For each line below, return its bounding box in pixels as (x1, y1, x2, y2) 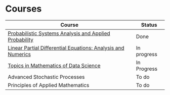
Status (141, 21, 157, 28)
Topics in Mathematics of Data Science (8, 62, 101, 69)
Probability (8, 36, 34, 43)
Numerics (8, 51, 31, 58)
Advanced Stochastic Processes (8, 73, 85, 80)
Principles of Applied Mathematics (8, 81, 90, 88)
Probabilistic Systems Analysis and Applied (8, 30, 110, 37)
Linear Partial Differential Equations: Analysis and (8, 44, 124, 51)
